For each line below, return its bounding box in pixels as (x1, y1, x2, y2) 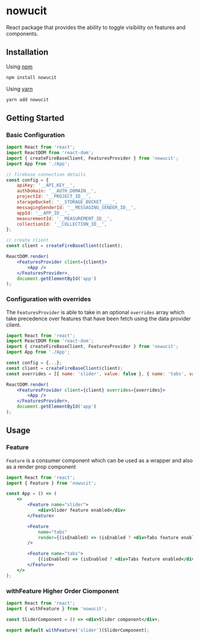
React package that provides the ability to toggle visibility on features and (6, 24, 186, 31)
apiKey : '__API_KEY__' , (17, 183, 76, 188)
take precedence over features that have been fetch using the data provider (6, 315, 191, 322)
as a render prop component (6, 463, 76, 470)
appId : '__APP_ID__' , (17, 210, 70, 216)
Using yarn (6, 85, 33, 92)
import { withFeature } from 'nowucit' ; (6, 606, 108, 612)
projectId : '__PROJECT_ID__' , (17, 194, 92, 200)
